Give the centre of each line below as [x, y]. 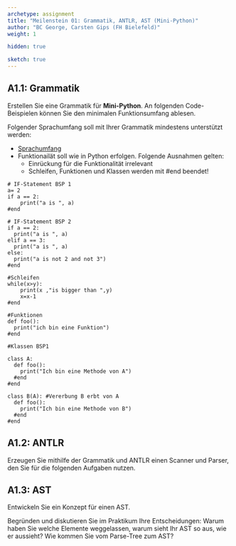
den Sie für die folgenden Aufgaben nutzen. [71, 468]
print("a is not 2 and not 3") [60, 259]
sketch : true [27, 60]
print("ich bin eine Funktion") [62, 328]
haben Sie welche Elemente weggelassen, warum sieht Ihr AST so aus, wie [117, 529]
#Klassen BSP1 [28, 346]
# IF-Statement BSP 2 [39, 222]
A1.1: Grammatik [44, 89]
